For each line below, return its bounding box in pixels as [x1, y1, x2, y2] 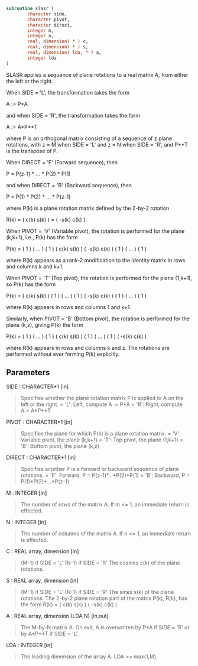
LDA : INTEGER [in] [6, 642, 53, 649]
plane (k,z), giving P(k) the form [6, 321, 84, 328]
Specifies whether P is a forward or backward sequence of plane [20, 466, 179, 473]
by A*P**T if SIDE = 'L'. [20, 630, 79, 638]
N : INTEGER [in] [6, 519, 46, 526]
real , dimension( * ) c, [27, 38, 89, 44]
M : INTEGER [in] [6, 489, 47, 496]
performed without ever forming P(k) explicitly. [6, 350, 120, 358]
